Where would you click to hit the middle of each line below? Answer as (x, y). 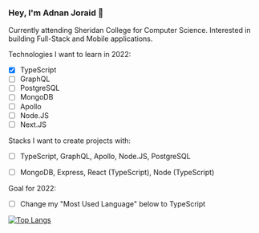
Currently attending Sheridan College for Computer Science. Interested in (129, 31)
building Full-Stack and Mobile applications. (81, 39)
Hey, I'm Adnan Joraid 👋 (56, 13)
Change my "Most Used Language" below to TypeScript (113, 203)
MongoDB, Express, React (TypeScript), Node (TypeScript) (117, 172)
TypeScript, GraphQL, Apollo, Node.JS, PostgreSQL (105, 156)
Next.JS (33, 125)
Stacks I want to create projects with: (69, 141)
